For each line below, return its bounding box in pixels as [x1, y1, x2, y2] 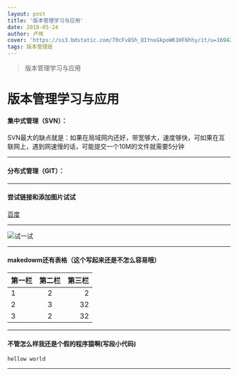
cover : [7, 37, 27, 44]
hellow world [7, 355, 46, 363]
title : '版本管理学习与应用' [7, 17, 84, 24]
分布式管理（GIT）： [7, 166, 65, 175]
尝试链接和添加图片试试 [7, 193, 76, 201]
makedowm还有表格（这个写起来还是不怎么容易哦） [7, 256, 161, 265]
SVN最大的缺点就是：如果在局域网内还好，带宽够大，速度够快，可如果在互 [7, 133, 225, 142]
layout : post [7, 10, 46, 18]
